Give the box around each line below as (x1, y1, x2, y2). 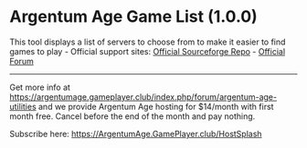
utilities (9, 101, 37, 112)
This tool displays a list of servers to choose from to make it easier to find (9, 36, 286, 47)
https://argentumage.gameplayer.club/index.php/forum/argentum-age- (9, 91, 277, 102)
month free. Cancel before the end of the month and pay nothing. (9, 111, 256, 122)
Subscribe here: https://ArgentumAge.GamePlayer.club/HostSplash (9, 128, 262, 139)
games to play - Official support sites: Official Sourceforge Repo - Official (9, 45, 286, 56)
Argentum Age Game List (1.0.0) (9, 6, 258, 27)
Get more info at (9, 82, 71, 93)
